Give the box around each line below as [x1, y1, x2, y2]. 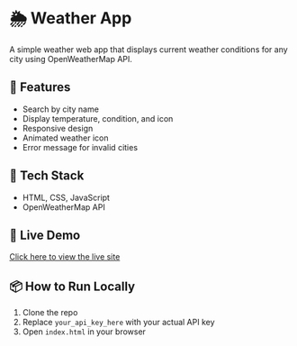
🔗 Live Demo [9, 227, 81, 242]
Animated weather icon [22, 132, 110, 143]
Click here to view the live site [9, 251, 121, 262]
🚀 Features [9, 79, 71, 96]
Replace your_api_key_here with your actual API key [22, 317, 215, 328]
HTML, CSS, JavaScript [22, 192, 111, 203]
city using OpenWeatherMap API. [9, 53, 133, 64]
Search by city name [22, 104, 99, 114]
